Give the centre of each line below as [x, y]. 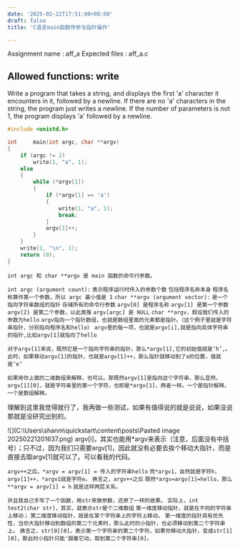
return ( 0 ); [38, 255]
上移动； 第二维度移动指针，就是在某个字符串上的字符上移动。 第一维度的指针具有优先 [115, 516]
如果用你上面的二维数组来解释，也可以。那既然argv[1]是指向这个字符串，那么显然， [114, 378]
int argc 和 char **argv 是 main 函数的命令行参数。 [81, 275]
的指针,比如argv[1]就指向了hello [52, 335]
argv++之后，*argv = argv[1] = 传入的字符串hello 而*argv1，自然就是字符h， [114, 472]
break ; [68, 215]
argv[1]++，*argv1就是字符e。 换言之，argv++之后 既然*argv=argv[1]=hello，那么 [120, 479]
